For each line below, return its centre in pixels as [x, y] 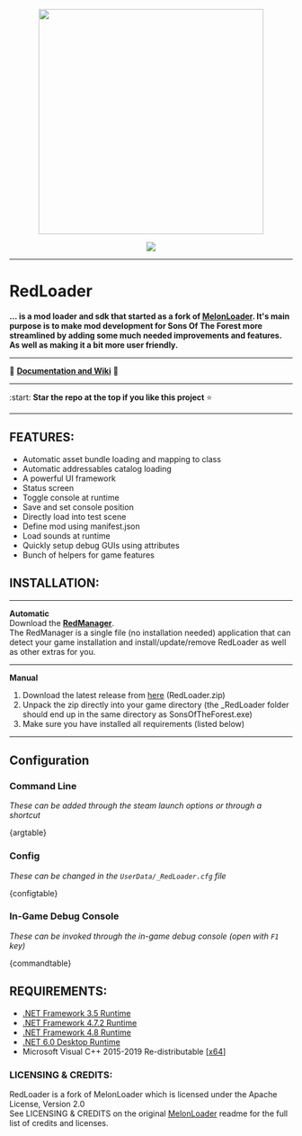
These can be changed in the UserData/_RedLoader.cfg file [118, 876]
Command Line [43, 786]
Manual [24, 677]
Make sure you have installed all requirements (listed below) [133, 723]
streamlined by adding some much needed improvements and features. [146, 335]
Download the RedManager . [62, 623]
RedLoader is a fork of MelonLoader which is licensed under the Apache [143, 1094]
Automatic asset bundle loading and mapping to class [122, 459]
